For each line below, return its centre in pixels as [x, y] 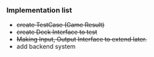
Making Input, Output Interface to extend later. [81, 39]
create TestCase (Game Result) [60, 25]
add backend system [46, 47]
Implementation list [39, 10]
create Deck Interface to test [56, 32]
